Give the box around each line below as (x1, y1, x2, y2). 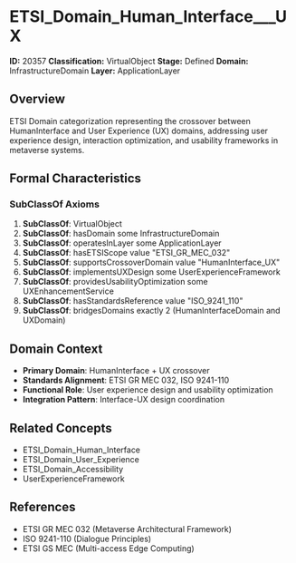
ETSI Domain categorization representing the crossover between (9, 115, 252, 126)
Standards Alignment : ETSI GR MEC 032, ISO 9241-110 (22, 374, 230, 386)
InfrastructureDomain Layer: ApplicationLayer (9, 65, 181, 76)
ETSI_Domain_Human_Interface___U (9, 6, 288, 27)
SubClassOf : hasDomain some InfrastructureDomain (22, 228, 220, 239)
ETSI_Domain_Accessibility (22, 464, 124, 475)
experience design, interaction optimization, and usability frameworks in (9, 134, 279, 146)
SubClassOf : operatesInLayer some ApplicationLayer (22, 238, 222, 248)
